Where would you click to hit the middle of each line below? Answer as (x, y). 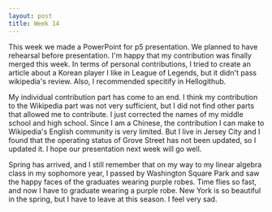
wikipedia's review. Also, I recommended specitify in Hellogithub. (117, 81)
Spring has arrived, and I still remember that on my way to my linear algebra (135, 164)
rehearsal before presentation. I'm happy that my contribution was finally (130, 55)
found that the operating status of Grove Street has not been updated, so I (132, 140)
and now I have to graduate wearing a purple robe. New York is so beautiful (135, 190)
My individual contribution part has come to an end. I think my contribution (133, 97)
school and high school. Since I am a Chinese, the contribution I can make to (136, 123)
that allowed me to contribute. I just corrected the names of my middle (126, 114)
